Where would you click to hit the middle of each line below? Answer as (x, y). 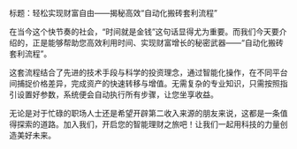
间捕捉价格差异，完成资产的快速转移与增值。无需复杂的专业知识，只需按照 (145, 83)
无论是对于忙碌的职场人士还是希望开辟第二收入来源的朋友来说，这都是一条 (145, 113)
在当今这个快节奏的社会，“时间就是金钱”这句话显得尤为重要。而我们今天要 (145, 32)
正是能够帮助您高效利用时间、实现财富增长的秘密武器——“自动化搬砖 (158, 43)
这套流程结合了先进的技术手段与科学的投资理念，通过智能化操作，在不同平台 (148, 72)
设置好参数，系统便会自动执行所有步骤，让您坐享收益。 (117, 94)
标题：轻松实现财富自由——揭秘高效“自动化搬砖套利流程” (114, 13)
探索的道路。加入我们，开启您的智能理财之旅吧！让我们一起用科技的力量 (148, 124)
